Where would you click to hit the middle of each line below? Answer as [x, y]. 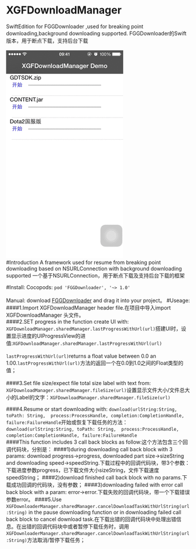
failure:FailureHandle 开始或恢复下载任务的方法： [67, 422]
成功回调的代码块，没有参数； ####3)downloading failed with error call [97, 485]
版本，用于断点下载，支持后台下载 [47, 40]
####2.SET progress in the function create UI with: [68, 321]
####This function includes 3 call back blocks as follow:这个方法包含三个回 [97, 442]
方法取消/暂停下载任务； [56, 540]
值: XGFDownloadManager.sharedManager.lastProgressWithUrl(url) [84, 343]
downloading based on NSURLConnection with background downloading [94, 268]
